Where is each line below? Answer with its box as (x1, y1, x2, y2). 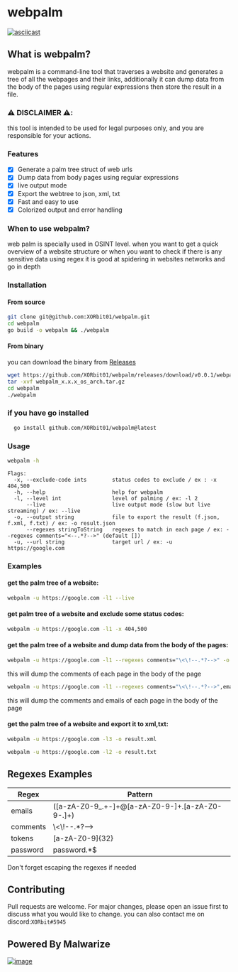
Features (7, 148, 39, 158)
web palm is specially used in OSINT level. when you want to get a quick (7, 239, 219, 249)
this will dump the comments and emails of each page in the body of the (7, 696, 218, 704)
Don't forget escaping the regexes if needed (7, 863, 137, 871)
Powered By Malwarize (7, 938, 111, 950)
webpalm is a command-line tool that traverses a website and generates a (7, 67, 223, 75)
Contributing (7, 884, 65, 895)
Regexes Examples (7, 768, 93, 780)
